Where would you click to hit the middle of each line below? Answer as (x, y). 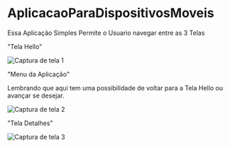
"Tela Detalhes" (30, 123)
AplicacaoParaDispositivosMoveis (111, 13)
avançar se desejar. (36, 95)
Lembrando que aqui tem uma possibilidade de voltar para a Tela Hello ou (115, 88)
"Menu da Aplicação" (38, 74)
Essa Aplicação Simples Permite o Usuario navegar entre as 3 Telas (106, 33)
